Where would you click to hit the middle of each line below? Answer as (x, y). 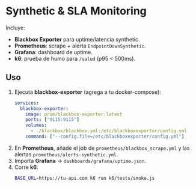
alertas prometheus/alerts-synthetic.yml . (66, 154)
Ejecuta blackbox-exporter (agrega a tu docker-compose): (88, 92)
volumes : (36, 125)
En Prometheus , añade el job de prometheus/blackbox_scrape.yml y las (102, 148)
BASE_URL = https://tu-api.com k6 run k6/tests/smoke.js (84, 178)
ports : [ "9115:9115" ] (52, 120)
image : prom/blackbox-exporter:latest (74, 114)
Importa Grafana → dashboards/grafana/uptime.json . (80, 161)
